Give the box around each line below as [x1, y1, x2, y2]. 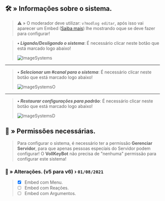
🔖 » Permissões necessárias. [5, 127, 96, 135]
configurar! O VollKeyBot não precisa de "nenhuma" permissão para [17, 150, 157, 157]
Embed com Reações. [24, 185, 69, 191]
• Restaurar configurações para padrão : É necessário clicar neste [17, 98, 153, 104]
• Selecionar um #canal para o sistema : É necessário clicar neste [17, 69, 152, 75]
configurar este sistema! [17, 156, 67, 162]
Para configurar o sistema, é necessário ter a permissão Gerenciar [17, 140, 153, 146]
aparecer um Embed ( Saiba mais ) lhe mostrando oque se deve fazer [17, 25, 156, 31]
